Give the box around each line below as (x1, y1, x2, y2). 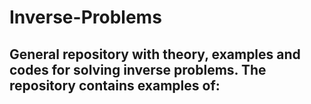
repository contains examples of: (9, 77, 221, 94)
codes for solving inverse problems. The (9, 61, 267, 78)
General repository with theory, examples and (9, 46, 301, 63)
